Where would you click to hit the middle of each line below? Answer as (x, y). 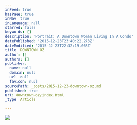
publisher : (16, 63)
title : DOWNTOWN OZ (25, 50)
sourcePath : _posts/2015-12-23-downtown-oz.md (53, 86)
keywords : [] (18, 32)
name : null (20, 68)
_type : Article (20, 100)
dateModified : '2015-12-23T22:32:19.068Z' (49, 46)
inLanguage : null (23, 23)
